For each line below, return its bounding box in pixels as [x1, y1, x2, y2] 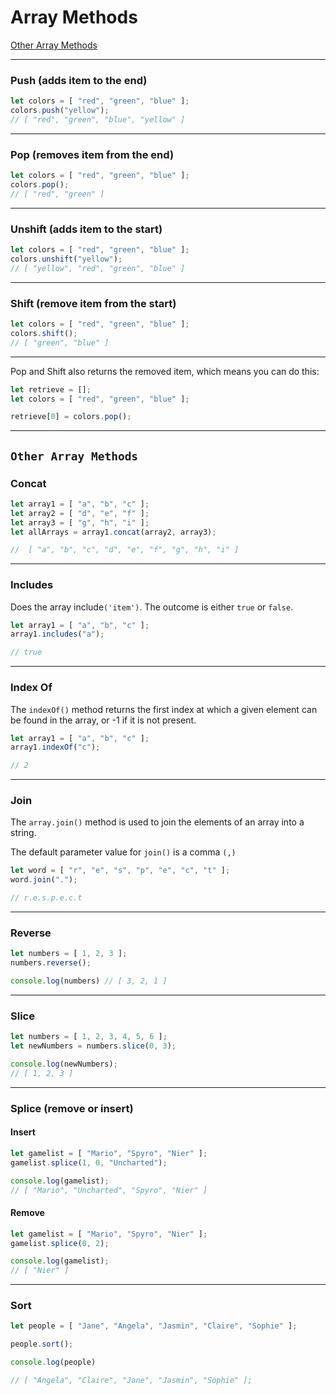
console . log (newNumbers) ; [10, 1059, 118, 1070]
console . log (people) [10, 1357, 97, 1368]
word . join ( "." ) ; [10, 875, 78, 885]
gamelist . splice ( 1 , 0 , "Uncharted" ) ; [10, 1157, 168, 1168]
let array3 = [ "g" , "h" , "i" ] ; [10, 517, 150, 528]
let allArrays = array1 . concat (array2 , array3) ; [10, 527, 217, 537]
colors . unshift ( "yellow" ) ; [10, 254, 123, 264]
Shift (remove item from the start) [10, 296, 177, 310]
